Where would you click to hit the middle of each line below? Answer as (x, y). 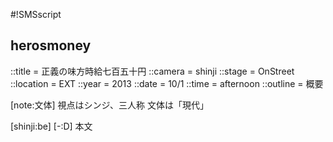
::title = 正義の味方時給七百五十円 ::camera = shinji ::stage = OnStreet (152, 71)
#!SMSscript (36, 14)
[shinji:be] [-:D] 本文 (51, 126)
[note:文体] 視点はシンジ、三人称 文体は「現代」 (109, 105)
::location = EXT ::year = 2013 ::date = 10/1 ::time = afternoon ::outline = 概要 (167, 83)
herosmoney (51, 45)
